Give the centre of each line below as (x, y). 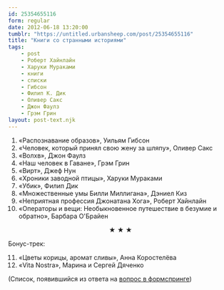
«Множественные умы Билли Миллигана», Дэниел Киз (103, 193)
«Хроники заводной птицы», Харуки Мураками (90, 178)
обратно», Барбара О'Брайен (63, 216)
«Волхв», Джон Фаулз (52, 155)
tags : (16, 47)
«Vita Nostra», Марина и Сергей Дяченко (81, 265)
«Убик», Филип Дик (48, 185)
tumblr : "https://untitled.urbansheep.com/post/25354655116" (101, 34)
